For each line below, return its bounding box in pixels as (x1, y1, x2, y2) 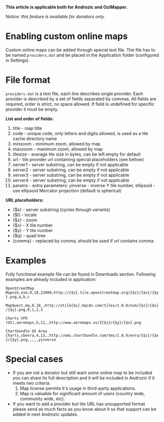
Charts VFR (5, 316, 28, 321)
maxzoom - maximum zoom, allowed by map (12, 146, 103, 152)
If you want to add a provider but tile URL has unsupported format (12, 401, 145, 407)
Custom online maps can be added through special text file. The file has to (5, 47, 156, 53)
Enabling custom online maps (5, 31, 128, 42)
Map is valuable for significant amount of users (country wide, (20, 390, 145, 396)
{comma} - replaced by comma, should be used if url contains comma (12, 237, 154, 244)
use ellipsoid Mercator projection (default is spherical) (12, 188, 122, 193)
